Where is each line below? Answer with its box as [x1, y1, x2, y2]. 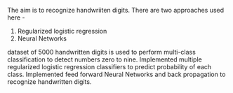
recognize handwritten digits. [7, 78, 92, 86]
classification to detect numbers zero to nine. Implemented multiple [7, 55, 202, 64]
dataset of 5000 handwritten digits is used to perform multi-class [7, 48, 197, 56]
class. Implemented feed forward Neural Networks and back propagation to [7, 70, 226, 78]
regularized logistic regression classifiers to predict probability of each [7, 63, 212, 71]
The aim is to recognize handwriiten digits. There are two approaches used [7, 6, 225, 14]
